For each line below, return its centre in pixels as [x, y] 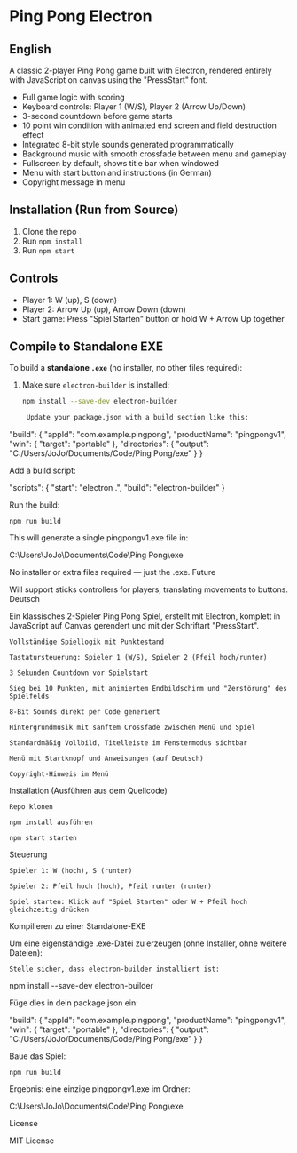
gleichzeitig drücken [49, 910]
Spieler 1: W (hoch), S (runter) [71, 871]
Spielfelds [29, 697]
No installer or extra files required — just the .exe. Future [113, 572]
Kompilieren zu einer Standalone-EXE [78, 926]
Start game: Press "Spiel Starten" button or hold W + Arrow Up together [153, 318]
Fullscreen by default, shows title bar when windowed [120, 163]
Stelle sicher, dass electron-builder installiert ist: [114, 969]
